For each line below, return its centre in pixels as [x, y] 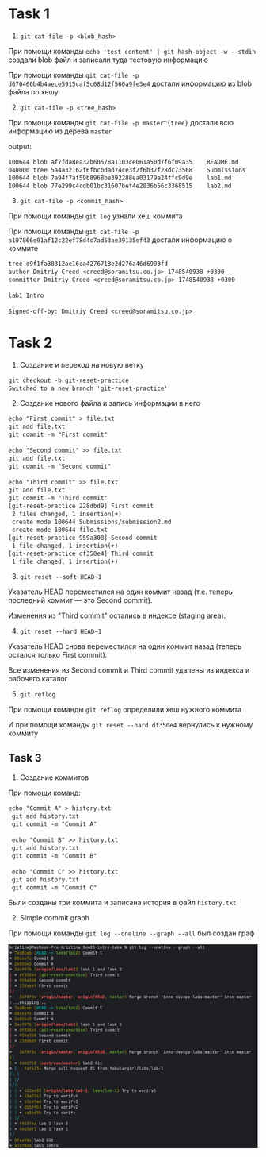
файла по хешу [33, 91]
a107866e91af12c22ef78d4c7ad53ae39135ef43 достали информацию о [120, 240]
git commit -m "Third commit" [58, 498]
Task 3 [25, 758]
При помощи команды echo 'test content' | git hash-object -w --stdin [132, 51]
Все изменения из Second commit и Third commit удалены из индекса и [129, 670]
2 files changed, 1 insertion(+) [67, 514]
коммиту [23, 733]
